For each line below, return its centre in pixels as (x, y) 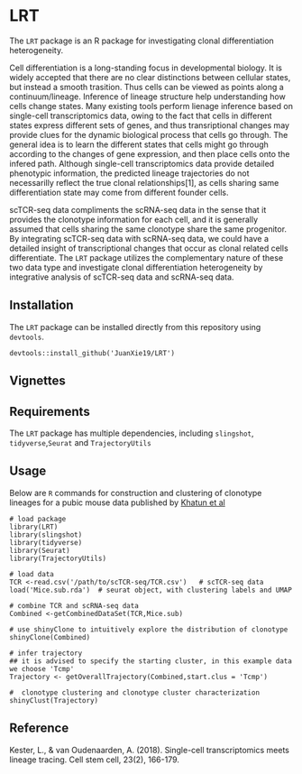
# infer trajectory (46, 653)
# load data (32, 574)
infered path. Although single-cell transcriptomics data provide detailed (142, 163)
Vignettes (37, 381)
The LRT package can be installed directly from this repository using (135, 327)
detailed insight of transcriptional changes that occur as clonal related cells (149, 248)
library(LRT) (34, 527)
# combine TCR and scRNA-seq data (74, 605)
